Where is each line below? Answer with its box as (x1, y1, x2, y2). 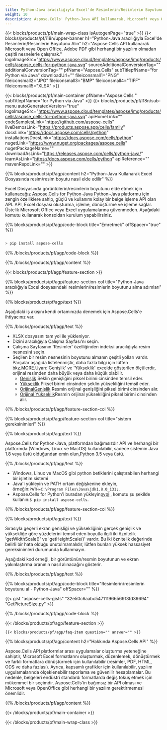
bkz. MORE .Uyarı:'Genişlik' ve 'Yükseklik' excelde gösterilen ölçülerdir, (12, 365, 156, 371)
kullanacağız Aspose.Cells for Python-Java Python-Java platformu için (5, 191, 150, 197)
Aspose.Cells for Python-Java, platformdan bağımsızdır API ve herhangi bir (5, 440, 159, 446)
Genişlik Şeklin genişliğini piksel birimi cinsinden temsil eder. (19, 376, 144, 382)
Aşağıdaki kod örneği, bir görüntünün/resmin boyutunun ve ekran (5, 556, 139, 562)
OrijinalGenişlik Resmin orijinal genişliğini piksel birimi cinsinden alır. (19, 386, 159, 392)
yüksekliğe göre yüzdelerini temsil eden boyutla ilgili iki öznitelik (5, 531, 136, 537)
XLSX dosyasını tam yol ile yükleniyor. (12, 333, 90, 339)
